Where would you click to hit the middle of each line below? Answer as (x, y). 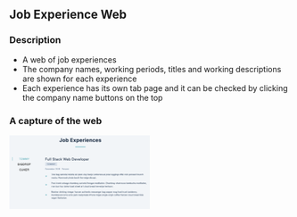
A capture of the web (56, 121)
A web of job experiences (70, 59)
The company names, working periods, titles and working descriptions (152, 69)
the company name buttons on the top (92, 97)
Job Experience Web (68, 15)
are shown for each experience (79, 79)
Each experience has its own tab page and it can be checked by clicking (155, 88)
